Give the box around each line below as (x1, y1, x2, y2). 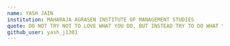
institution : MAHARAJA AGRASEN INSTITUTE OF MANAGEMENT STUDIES (7, 16, 194, 23)
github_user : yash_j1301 (7, 28, 78, 36)
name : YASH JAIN (7, 9, 53, 17)
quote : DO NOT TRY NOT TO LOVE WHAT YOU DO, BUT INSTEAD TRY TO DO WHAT (7, 22, 219, 29)
